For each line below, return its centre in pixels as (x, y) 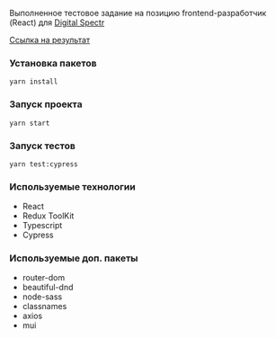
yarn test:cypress (44, 164)
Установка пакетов (53, 63)
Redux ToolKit (48, 216)
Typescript (42, 226)
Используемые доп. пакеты (74, 258)
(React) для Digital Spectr (57, 22)
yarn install (34, 82)
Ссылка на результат (50, 40)
